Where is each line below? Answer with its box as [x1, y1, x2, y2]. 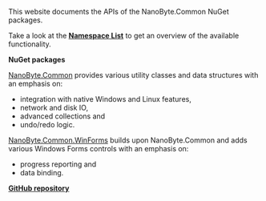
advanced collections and [19, 111, 106, 121]
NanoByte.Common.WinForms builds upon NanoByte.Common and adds [8, 135, 248, 145]
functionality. [8, 39, 52, 49]
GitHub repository [8, 183, 70, 193]
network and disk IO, [19, 103, 89, 112]
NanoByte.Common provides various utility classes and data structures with [8, 70, 259, 79]
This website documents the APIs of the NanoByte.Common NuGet [8, 7, 230, 16]
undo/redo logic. [19, 120, 75, 129]
